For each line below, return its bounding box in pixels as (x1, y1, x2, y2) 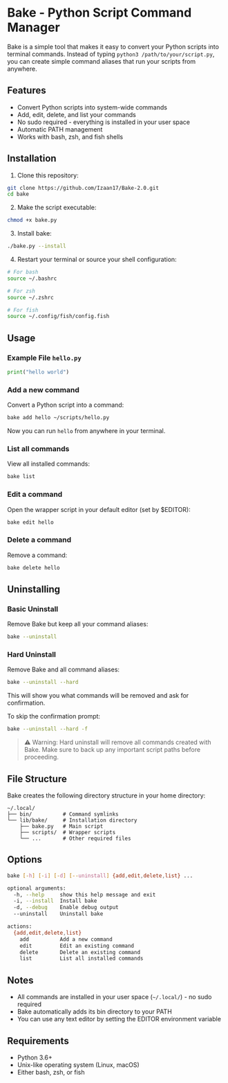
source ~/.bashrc (7, 275, 57, 282)
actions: (7, 923, 32, 930)
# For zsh (7, 288, 36, 294)
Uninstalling (7, 583, 61, 595)
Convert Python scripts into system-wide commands (17, 103, 168, 112)
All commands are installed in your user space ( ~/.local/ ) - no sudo (17, 993, 212, 1001)
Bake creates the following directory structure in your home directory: (7, 791, 206, 800)
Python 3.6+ (17, 1053, 53, 1062)
